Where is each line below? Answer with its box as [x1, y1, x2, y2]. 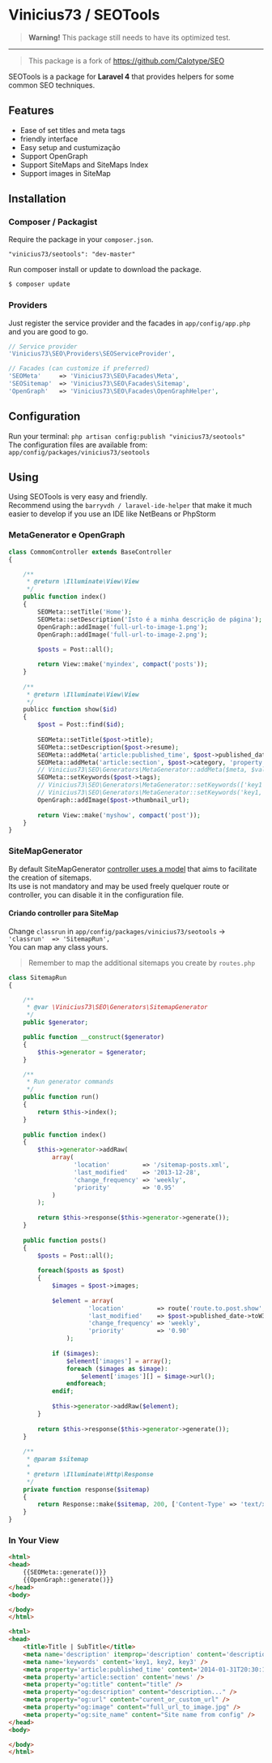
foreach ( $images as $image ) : [66, 1364, 168, 1373]
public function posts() [23, 1236, 107, 1244]
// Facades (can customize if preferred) [8, 364, 151, 373]
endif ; [51, 1387, 74, 1395]
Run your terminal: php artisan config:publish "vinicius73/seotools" [8, 431, 245, 441]
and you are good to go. [8, 326, 89, 336]
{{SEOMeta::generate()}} [23, 1568, 107, 1576]
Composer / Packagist [8, 217, 98, 228]
